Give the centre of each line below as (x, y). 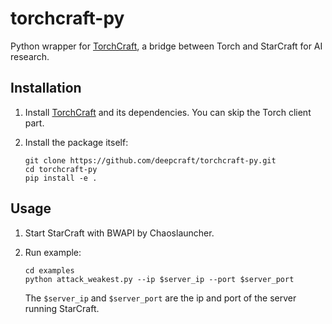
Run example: (53, 252)
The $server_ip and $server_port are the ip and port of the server (160, 298)
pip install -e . (61, 178)
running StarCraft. (62, 308)
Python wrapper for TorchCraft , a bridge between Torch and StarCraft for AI (166, 46)
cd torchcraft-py (61, 169)
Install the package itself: (76, 142)
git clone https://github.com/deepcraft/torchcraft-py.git (150, 160)
